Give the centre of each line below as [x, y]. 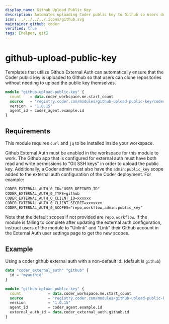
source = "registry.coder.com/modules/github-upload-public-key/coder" [89, 101]
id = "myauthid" [27, 275]
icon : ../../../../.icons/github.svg [45, 19]
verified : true [21, 29]
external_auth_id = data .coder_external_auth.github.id [69, 312]
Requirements [28, 131]
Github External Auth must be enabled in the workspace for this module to [82, 153]
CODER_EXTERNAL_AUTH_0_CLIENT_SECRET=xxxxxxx [54, 203]
